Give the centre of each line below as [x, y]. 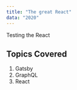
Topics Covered [37, 54]
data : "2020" [23, 18]
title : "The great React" [39, 12]
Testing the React [28, 35]
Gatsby [24, 69]
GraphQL [26, 75]
